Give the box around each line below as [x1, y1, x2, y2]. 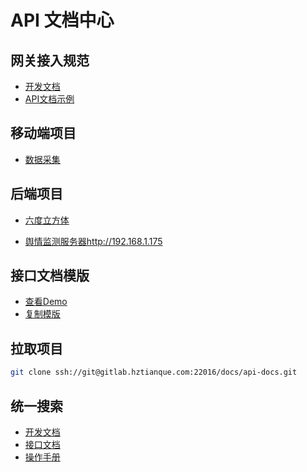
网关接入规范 [10, 52, 90, 69]
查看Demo [24, 296, 68, 308]
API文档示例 [24, 93, 75, 105]
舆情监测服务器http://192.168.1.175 [24, 235, 163, 247]
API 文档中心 [10, 9, 115, 32]
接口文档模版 [10, 267, 90, 285]
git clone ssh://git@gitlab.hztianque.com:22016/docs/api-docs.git [10, 367, 298, 378]
